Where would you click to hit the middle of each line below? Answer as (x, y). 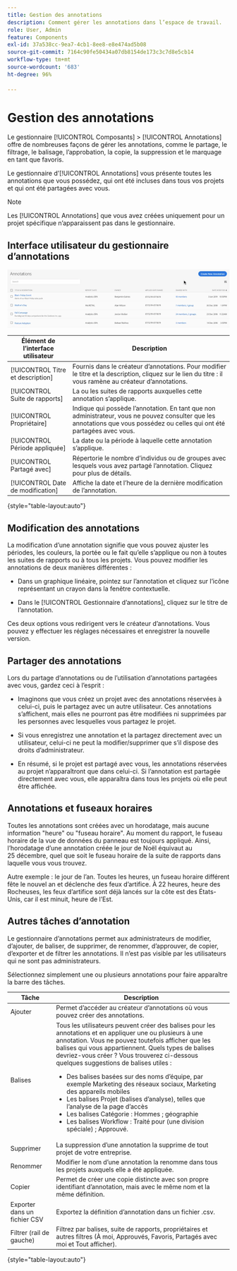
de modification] (34, 490)
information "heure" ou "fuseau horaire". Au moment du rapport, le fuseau (115, 833)
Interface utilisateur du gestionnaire (88, 245)
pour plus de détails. (102, 473)
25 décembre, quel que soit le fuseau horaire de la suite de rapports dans (114, 855)
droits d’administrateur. (51, 750)
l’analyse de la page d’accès (107, 1106)
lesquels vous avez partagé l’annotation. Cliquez (142, 465)
